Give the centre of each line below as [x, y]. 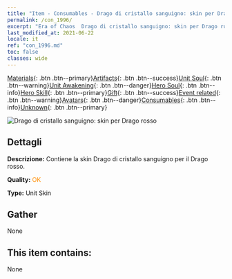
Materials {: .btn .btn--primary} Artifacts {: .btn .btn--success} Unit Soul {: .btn [115, 78]
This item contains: [49, 252]
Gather [22, 214]
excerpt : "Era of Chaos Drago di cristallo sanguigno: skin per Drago [112, 26]
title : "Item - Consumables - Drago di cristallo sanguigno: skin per [111, 13]
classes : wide [28, 59]
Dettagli [25, 142]
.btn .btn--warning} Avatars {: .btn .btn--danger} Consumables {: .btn [103, 100]
